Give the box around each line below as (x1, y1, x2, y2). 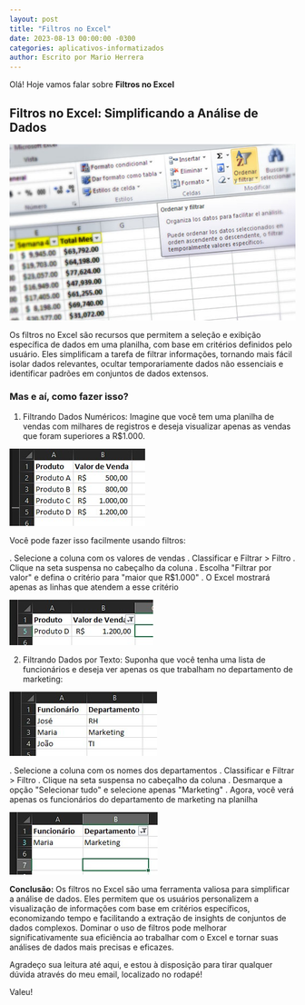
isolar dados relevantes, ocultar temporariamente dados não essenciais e (9, 358, 284, 369)
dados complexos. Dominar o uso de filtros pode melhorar (9, 922, 227, 933)
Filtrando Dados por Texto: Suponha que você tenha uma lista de (22, 654, 266, 665)
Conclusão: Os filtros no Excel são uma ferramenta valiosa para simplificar (9, 883, 290, 894)
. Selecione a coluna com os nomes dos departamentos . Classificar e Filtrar (9, 764, 295, 776)
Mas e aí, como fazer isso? (9, 391, 129, 403)
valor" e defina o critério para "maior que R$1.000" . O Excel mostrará (9, 572, 271, 582)
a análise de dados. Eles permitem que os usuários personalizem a (9, 893, 259, 904)
